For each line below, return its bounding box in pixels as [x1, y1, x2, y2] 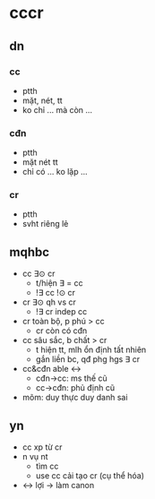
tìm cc [35, 460, 59, 472]
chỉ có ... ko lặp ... [22, 167, 88, 177]
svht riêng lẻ [22, 219, 69, 229]
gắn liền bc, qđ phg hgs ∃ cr [35, 354, 141, 365]
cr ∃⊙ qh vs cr [22, 297, 76, 307]
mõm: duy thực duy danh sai [22, 392, 128, 403]
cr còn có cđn [35, 325, 88, 336]
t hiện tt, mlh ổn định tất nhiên [35, 344, 147, 356]
